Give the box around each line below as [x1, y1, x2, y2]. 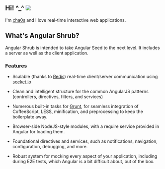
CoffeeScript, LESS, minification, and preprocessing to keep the [12, 109, 143, 114]
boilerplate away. [12, 113, 48, 119]
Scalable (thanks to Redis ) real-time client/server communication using [12, 73, 158, 79]
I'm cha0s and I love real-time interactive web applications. [5, 17, 126, 23]
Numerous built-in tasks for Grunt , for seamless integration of [12, 103, 139, 109]
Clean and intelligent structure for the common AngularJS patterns [12, 88, 149, 94]
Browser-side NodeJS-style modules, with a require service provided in [12, 123, 160, 129]
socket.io [12, 79, 31, 85]
